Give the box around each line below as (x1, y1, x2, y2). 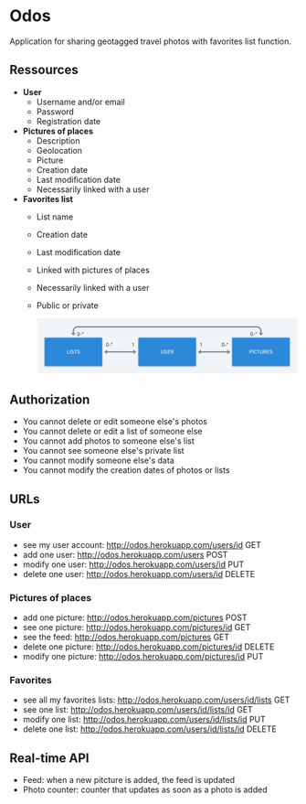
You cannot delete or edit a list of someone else (22, 426, 203, 437)
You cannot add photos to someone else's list (22, 435, 195, 446)
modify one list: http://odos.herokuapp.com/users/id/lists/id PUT (22, 714, 267, 725)
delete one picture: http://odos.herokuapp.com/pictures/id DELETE (22, 641, 275, 652)
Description (36, 134, 80, 146)
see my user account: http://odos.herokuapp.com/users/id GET (22, 539, 262, 550)
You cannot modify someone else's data (22, 455, 175, 466)
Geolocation (36, 145, 83, 155)
